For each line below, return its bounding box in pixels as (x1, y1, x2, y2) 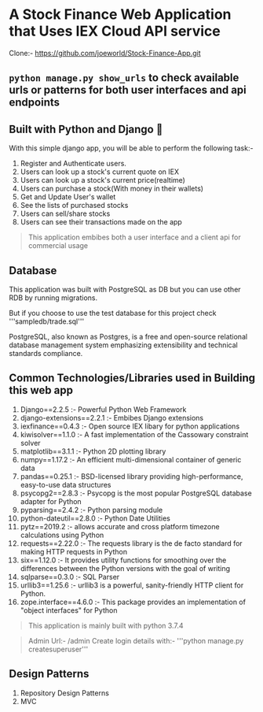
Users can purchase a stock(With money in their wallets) (20, 184, 203, 194)
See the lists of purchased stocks (20, 201, 129, 210)
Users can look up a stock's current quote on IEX (20, 167, 180, 176)
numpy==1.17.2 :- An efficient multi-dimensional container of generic (20, 454, 242, 464)
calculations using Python (20, 530, 104, 540)
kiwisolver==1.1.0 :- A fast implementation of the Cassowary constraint (20, 429, 249, 439)
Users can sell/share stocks (20, 209, 111, 218)
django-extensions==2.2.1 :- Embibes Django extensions (20, 413, 204, 422)
